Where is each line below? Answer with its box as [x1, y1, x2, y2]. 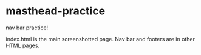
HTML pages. [5, 42, 40, 49]
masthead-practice [5, 4, 106, 18]
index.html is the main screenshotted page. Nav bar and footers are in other [5, 35, 196, 42]
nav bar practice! [5, 24, 49, 31]
